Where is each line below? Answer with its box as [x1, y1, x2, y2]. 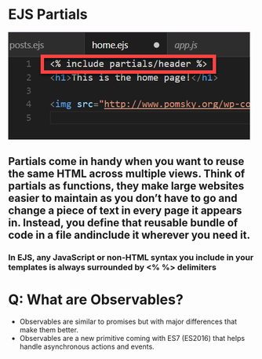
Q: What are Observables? [8, 291, 184, 309]
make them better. [19, 325, 78, 335]
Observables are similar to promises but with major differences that [19, 317, 238, 327]
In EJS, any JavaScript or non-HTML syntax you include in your [8, 252, 254, 263]
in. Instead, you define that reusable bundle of [8, 216, 238, 229]
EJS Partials [8, 5, 88, 24]
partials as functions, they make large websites [8, 179, 245, 193]
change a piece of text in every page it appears [8, 204, 242, 218]
